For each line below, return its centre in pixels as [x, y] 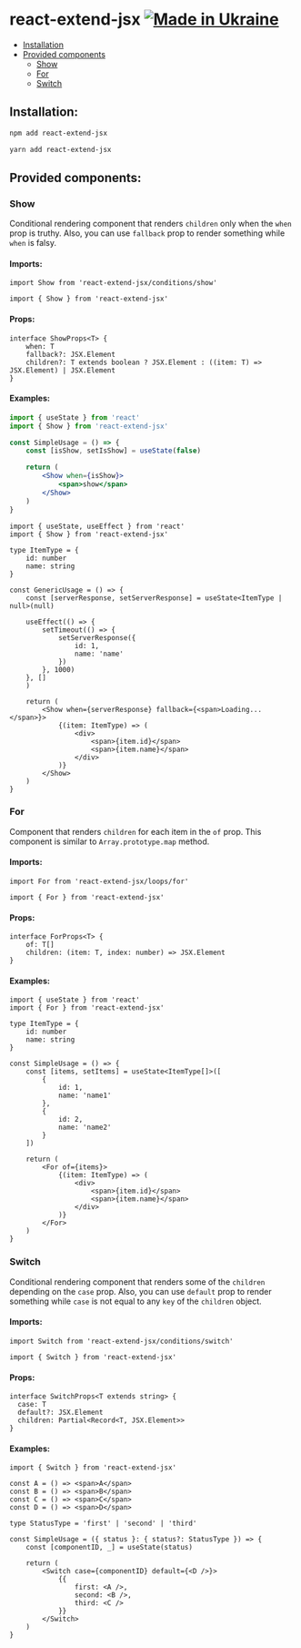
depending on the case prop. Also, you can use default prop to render [141, 1291]
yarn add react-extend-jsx [60, 149]
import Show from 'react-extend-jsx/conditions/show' [114, 283]
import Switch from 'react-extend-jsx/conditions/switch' [121, 1341]
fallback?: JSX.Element [71, 354]
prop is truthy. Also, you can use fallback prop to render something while [147, 233]
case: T [32, 1405]
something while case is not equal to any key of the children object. [135, 1301]
